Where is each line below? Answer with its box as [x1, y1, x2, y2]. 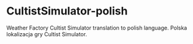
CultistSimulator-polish [6, 4, 128, 18]
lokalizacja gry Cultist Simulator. [6, 30, 88, 37]
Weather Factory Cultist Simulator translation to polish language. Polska [6, 24, 187, 31]
